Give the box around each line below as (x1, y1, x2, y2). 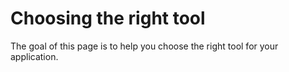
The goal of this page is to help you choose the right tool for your (10, 40, 279, 52)
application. (10, 50, 59, 62)
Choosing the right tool (10, 7, 206, 30)
